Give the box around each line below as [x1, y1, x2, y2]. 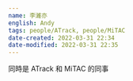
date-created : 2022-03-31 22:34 [8, 33, 115, 42]
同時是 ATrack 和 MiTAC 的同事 [8, 64, 109, 74]
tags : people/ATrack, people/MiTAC [8, 26, 126, 34]
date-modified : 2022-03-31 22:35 [8, 41, 119, 49]
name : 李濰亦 [8, 11, 47, 20]
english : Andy [8, 19, 55, 27]
